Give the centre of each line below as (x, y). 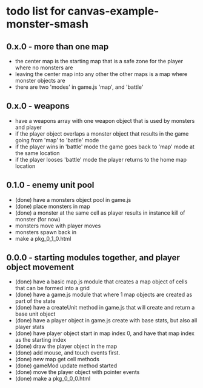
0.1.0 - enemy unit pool (50, 185)
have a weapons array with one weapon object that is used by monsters (105, 120)
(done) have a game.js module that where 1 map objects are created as (104, 295)
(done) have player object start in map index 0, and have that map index (105, 333)
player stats (30, 327)
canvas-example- (113, 11)
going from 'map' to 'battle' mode (57, 140)
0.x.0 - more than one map (58, 47)
